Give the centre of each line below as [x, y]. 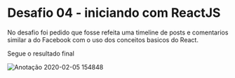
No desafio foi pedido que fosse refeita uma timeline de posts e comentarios [118, 32]
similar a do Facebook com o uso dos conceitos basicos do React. [103, 39]
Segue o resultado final [41, 53]
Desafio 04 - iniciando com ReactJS [114, 13]
